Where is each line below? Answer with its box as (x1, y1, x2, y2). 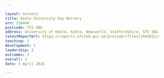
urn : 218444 (5, 20, 29, 25)
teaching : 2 (5, 39, 29, 44)
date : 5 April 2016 (5, 61, 45, 66)
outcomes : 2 (5, 52, 29, 57)
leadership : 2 (5, 47, 34, 53)
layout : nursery (5, 11, 38, 16)
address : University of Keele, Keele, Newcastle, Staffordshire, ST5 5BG (5, 30, 159, 35)
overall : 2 (5, 57, 27, 61)
